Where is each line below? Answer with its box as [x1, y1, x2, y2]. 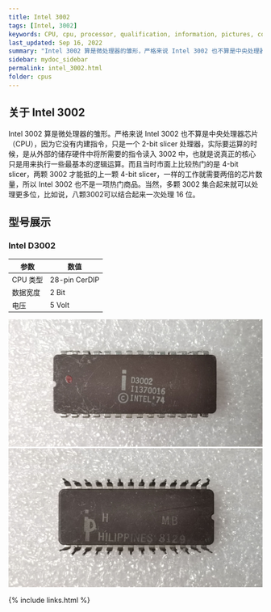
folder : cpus [8, 73, 52, 81]
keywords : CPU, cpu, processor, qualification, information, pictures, [8, 30, 254, 38]
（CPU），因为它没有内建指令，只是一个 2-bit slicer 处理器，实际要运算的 [8, 138, 251, 149]
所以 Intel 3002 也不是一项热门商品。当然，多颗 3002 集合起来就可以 [22, 179, 252, 189]
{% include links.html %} [8, 595, 90, 606]
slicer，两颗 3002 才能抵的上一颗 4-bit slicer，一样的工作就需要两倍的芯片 [8, 169, 256, 179]
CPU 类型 [11, 275, 44, 285]
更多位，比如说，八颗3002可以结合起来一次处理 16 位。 [15, 189, 200, 199]
